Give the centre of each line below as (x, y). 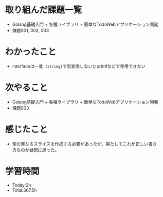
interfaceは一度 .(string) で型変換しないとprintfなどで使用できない (79, 66)
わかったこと (31, 52)
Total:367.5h (24, 190)
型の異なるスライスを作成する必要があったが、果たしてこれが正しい (80, 144)
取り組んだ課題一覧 (44, 10)
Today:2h (22, 185)
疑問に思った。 (44, 150)
